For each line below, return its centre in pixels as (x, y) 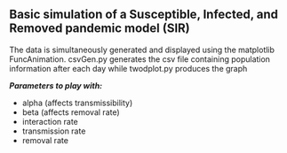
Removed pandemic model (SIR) (100, 29)
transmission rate (54, 131)
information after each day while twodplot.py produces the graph (128, 68)
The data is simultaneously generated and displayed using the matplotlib (142, 50)
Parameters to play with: (56, 85)
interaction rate (50, 121)
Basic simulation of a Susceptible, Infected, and (143, 15)
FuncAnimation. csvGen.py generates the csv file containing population (140, 59)
